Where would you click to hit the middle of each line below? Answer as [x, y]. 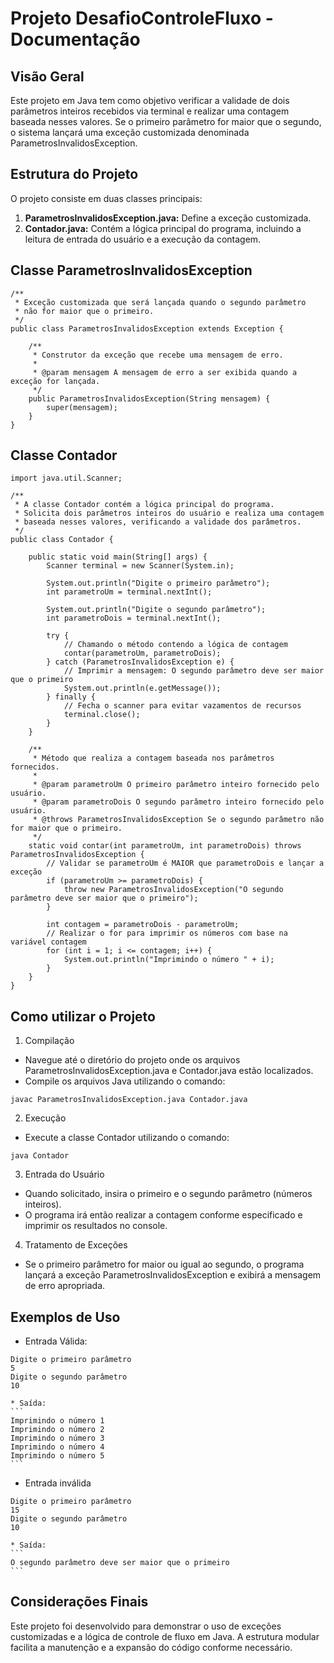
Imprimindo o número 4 [57, 1447]
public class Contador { [62, 540]
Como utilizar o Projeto [83, 1016]
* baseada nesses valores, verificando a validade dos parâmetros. [158, 522]
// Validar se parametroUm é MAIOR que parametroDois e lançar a [185, 863]
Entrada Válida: [56, 1341]
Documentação [75, 39]
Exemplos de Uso [65, 1317]
